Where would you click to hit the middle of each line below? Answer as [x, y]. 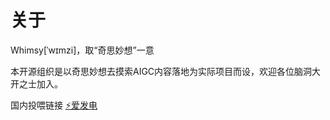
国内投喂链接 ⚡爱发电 [54, 105]
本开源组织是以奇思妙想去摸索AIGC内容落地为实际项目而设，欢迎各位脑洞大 [166, 71]
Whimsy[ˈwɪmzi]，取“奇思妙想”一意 [82, 50]
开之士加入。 [36, 83]
